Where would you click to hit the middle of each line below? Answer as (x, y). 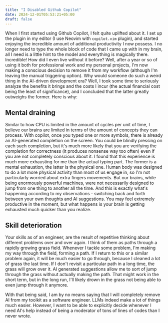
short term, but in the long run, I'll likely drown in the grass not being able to (83, 280)
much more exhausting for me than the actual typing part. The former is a (81, 162)
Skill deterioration (33, 225)
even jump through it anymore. (37, 285)
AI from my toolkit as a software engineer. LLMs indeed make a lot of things (83, 300)
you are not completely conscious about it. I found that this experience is (80, 157)
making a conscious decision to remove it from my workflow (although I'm (81, 70)
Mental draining (30, 113)
